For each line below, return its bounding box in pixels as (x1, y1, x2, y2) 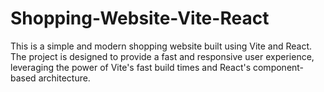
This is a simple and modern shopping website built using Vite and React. (10, 40, 313, 52)
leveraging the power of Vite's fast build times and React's (10, 61, 252, 73)
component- (252, 61, 305, 73)
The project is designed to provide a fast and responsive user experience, (10, 50, 315, 62)
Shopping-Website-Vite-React (10, 7, 270, 30)
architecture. (38, 72, 91, 84)
